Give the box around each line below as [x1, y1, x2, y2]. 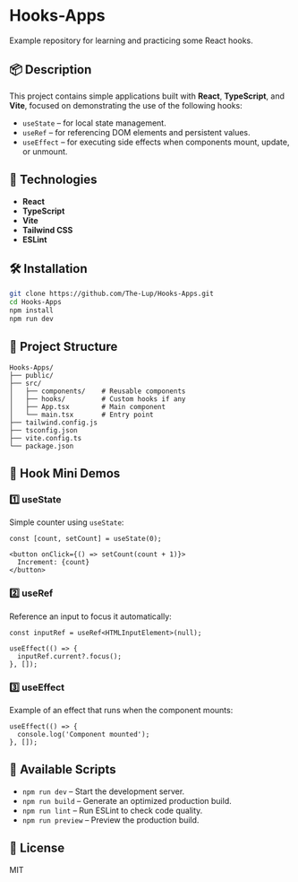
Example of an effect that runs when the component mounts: [9, 704, 234, 715]
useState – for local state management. [21, 118, 167, 128]
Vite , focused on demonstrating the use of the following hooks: [9, 100, 243, 110]
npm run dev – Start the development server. [21, 786, 185, 797]
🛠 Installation [9, 261, 88, 276]
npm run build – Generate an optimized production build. [21, 795, 232, 806]
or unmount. [21, 145, 68, 157]
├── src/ [9, 379, 42, 388]
